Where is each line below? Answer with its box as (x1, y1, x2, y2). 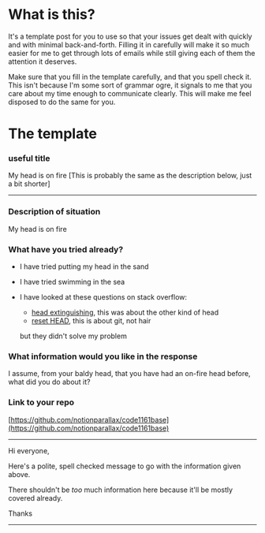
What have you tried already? (8, 244, 124, 255)
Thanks (8, 509, 33, 518)
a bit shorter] (8, 179, 50, 188)
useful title (8, 153, 50, 164)
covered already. (8, 493, 63, 502)
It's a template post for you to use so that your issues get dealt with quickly (8, 32, 252, 41)
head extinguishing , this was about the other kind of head (31, 307, 219, 317)
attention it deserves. (8, 57, 77, 66)
